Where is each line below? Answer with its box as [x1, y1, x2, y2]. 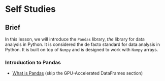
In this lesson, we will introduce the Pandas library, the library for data [5, 36, 145, 42]
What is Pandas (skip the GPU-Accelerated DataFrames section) [12, 70, 143, 76]
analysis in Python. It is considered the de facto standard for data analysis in [5, 41, 160, 47]
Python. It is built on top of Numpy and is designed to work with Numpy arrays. [5, 47, 159, 52]
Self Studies [5, 3, 56, 15]
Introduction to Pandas [5, 59, 61, 66]
